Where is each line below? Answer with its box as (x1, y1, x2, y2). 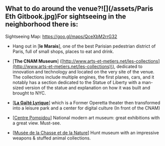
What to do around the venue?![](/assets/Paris (5, 4, 153, 13)
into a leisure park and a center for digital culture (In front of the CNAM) (12, 105, 160, 111)
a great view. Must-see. (12, 120, 61, 126)
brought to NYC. (12, 90, 46, 96)
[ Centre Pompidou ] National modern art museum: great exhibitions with (12, 114, 160, 120)
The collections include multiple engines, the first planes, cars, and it (12, 74, 154, 80)
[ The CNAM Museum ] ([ (12, 58, 63, 64)
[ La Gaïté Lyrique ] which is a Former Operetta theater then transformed (12, 99, 160, 105)
